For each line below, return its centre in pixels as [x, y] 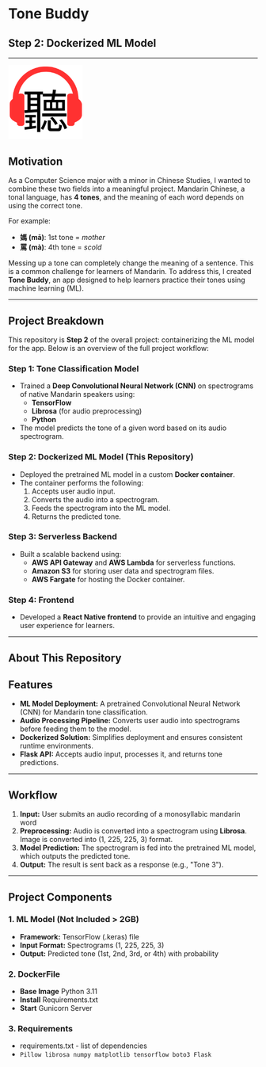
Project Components [60, 897]
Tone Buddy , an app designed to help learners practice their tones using [127, 280]
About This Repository [65, 658]
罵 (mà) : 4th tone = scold [61, 247]
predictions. [39, 763]
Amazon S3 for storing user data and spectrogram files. [123, 570]
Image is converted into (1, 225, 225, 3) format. [96, 840]
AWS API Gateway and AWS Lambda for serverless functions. [133, 562]
